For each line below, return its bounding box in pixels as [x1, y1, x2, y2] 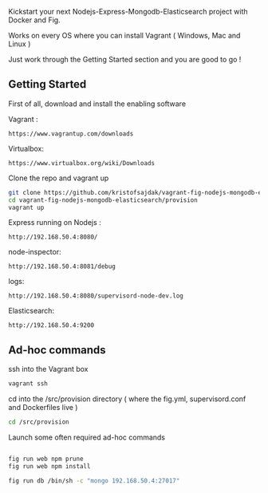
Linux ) [8, 39, 31, 49]
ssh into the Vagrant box [8, 365, 89, 374]
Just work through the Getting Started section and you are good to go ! [8, 55, 242, 64]
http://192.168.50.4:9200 [8, 321, 94, 329]
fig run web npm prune [8, 455, 84, 463]
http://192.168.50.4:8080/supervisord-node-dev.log [8, 292, 183, 300]
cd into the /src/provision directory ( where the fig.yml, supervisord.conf [8, 394, 246, 404]
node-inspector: [8, 247, 61, 257]
